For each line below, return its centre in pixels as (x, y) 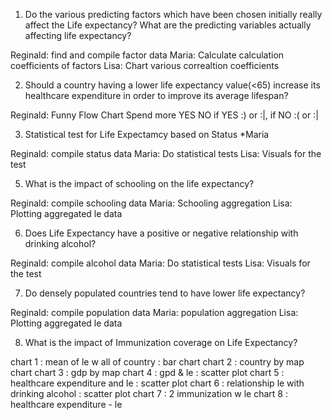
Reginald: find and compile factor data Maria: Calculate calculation (147, 55)
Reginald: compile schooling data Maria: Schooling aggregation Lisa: (151, 203)
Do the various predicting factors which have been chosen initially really (173, 14)
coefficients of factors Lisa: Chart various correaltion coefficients (145, 65)
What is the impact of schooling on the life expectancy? (139, 183)
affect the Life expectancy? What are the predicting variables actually (168, 25)
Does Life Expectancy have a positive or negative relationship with (161, 233)
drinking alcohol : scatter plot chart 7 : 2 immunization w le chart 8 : (149, 393)
